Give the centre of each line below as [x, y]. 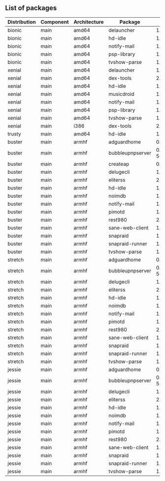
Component [55, 22]
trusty [14, 134]
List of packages [31, 8]
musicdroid [122, 94]
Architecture [89, 22]
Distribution [22, 22]
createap [119, 164]
